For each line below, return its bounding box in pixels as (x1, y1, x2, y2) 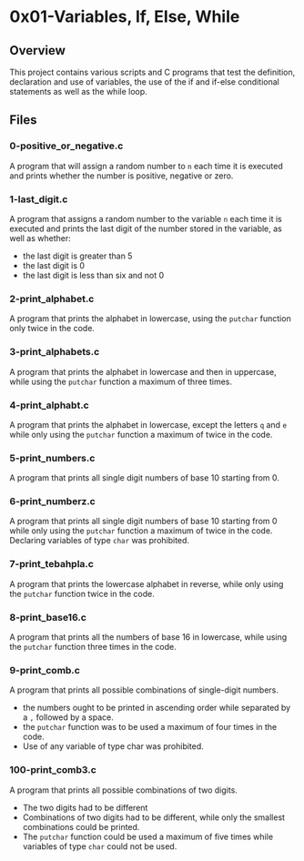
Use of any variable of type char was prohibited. (22, 741, 205, 752)
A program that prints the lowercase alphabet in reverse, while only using (9, 578, 284, 589)
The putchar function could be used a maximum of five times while (22, 831, 274, 842)
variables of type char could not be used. (22, 840, 177, 852)
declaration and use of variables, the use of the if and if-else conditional (9, 76, 279, 87)
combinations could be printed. (22, 821, 140, 832)
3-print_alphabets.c (9, 346, 100, 359)
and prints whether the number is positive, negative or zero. (9, 170, 234, 181)
